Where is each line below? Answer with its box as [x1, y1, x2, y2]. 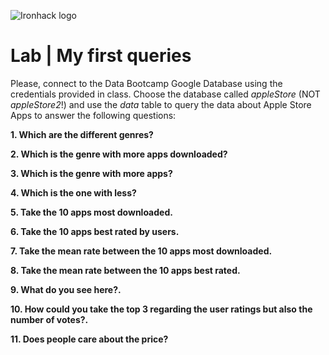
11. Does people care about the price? [10, 333, 169, 345]
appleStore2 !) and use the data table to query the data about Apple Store [10, 98, 312, 110]
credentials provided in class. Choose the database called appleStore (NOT [10, 88, 321, 100]
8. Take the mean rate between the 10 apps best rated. [10, 264, 241, 276]
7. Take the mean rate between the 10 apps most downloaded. [10, 245, 273, 257]
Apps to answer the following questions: [10, 109, 177, 121]
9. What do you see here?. [10, 283, 122, 295]
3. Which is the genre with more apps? [10, 167, 173, 179]
